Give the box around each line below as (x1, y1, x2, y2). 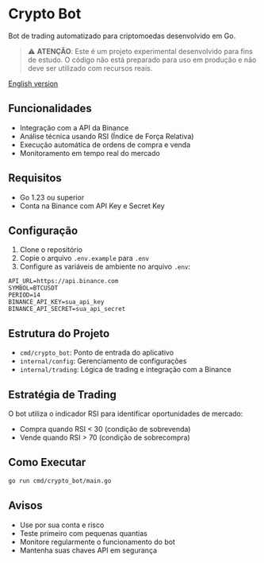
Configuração (8, 223, 78, 237)
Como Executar (8, 456, 86, 469)
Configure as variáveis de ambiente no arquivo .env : (19, 262, 191, 271)
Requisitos (8, 172, 62, 185)
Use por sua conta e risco (19, 520, 105, 530)
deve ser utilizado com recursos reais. (27, 63, 153, 72)
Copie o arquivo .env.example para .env (19, 254, 150, 263)
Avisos (8, 499, 43, 513)
